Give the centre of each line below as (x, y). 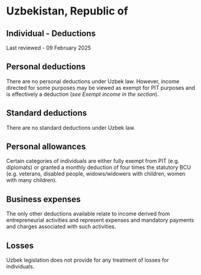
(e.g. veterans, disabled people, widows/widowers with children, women (96, 174)
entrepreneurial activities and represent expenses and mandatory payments (100, 220)
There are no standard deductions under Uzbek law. (71, 127)
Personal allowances (46, 147)
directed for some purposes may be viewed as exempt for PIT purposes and (101, 87)
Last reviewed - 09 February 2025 (49, 48)
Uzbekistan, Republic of (67, 11)
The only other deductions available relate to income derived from (88, 214)
